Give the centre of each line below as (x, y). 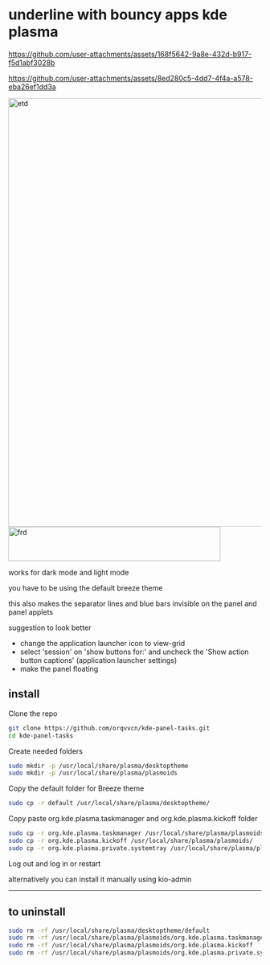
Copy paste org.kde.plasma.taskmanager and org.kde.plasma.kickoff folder (133, 819)
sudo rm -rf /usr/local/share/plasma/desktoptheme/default (109, 930)
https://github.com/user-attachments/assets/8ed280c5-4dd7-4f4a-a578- (131, 78)
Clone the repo (33, 714)
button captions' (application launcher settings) (98, 660)
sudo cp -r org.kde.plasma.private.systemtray (88, 848)
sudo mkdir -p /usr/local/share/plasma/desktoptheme (98, 766)
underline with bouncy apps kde (118, 15)
